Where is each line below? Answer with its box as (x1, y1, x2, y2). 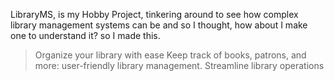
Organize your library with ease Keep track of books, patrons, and (34, 49, 307, 61)
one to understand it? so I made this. (10, 30, 161, 41)
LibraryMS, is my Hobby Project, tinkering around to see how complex (10, 9, 299, 20)
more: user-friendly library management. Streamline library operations (34, 60, 325, 71)
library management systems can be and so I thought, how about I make (10, 19, 308, 31)
